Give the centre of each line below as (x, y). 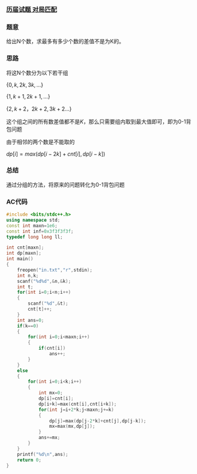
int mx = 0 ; (50, 393)
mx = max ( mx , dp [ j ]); (72, 427)
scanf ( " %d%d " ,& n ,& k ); (44, 281)
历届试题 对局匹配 (32, 9)
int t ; (25, 287)
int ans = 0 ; (31, 320)
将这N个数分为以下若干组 (37, 73)
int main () (20, 259)
